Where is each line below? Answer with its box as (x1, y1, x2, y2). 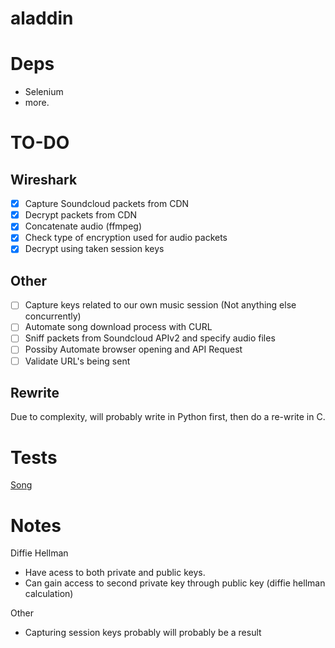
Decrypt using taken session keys (24, 243, 165, 255)
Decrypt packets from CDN (24, 209, 138, 221)
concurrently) (24, 310, 82, 322)
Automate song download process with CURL (24, 321, 213, 333)
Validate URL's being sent (24, 355, 131, 367)
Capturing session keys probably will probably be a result (24, 627, 262, 639)
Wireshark (10, 171, 78, 188)
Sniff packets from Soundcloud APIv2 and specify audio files (24, 332, 276, 344)
